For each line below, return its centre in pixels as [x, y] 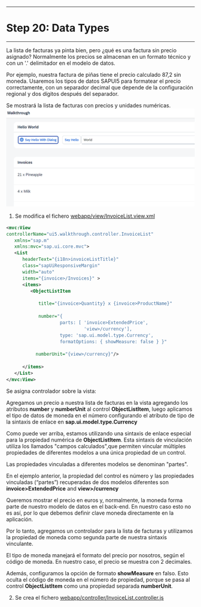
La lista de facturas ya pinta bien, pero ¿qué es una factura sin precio [92, 50]
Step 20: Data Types [58, 28]
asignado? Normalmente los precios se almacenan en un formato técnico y [98, 56]
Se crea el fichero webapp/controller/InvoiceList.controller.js [89, 597]
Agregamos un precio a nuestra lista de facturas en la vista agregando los [97, 402]
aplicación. [20, 519]
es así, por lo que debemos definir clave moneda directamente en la [90, 513]
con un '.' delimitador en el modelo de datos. [61, 63]
